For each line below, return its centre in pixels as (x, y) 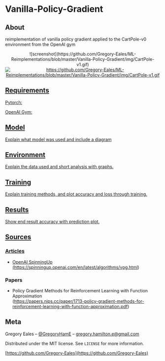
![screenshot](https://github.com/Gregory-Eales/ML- (83, 54)
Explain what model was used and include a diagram (58, 139)
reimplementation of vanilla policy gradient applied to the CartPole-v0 (76, 39)
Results (17, 210)
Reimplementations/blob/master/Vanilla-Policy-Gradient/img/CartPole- (83, 59)
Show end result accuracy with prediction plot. (52, 222)
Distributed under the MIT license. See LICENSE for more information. (75, 343)
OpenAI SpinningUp (32, 262)
